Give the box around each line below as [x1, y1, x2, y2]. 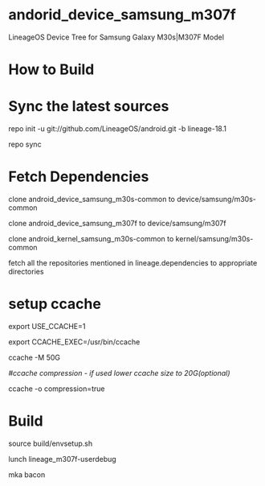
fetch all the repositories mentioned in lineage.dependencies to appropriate [8, 258, 258, 267]
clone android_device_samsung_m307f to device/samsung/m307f [8, 219, 226, 228]
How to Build [8, 60, 95, 79]
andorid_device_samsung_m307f [8, 6, 237, 24]
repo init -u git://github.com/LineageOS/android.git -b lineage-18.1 [8, 124, 227, 134]
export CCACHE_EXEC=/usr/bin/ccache [8, 336, 141, 347]
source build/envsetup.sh [8, 439, 93, 448]
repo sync [8, 139, 42, 150]
